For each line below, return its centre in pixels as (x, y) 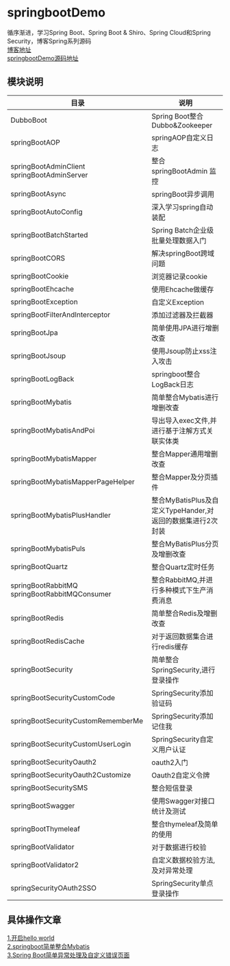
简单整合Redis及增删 (184, 613)
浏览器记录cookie (179, 276)
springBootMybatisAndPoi (53, 430)
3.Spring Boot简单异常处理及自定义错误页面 (68, 955)
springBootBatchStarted (49, 234)
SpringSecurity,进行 (183, 670)
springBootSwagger (43, 806)
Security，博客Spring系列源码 (49, 41)
